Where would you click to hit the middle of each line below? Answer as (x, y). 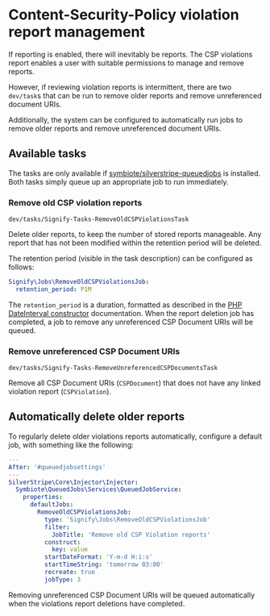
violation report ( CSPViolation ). (60, 392)
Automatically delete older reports (97, 417)
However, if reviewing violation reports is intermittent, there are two (120, 87)
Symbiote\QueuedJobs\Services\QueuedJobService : (99, 489)
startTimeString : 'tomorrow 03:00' (104, 565)
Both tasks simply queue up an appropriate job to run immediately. (118, 181)
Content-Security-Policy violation (124, 15)
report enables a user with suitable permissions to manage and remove (126, 63)
